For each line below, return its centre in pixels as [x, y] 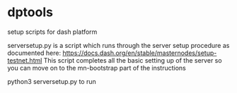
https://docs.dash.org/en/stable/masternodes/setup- [140, 53]
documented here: [34, 53]
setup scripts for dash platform [52, 32]
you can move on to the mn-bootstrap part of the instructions [97, 68]
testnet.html [25, 60]
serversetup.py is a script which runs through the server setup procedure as [118, 45]
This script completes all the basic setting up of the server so [133, 60]
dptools [30, 12]
